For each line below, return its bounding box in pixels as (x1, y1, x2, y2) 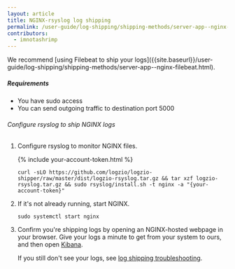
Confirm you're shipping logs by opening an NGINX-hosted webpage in (17, 226, 224, 234)
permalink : (7, 23, 39, 30)
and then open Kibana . (17, 240, 83, 249)
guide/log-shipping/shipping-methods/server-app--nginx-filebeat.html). (7, 63, 215, 71)
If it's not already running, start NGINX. (17, 200, 130, 208)
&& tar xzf (162, 175, 194, 182)
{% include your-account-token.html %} (17, 156, 134, 164)
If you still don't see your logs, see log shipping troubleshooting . (17, 254, 203, 263)
